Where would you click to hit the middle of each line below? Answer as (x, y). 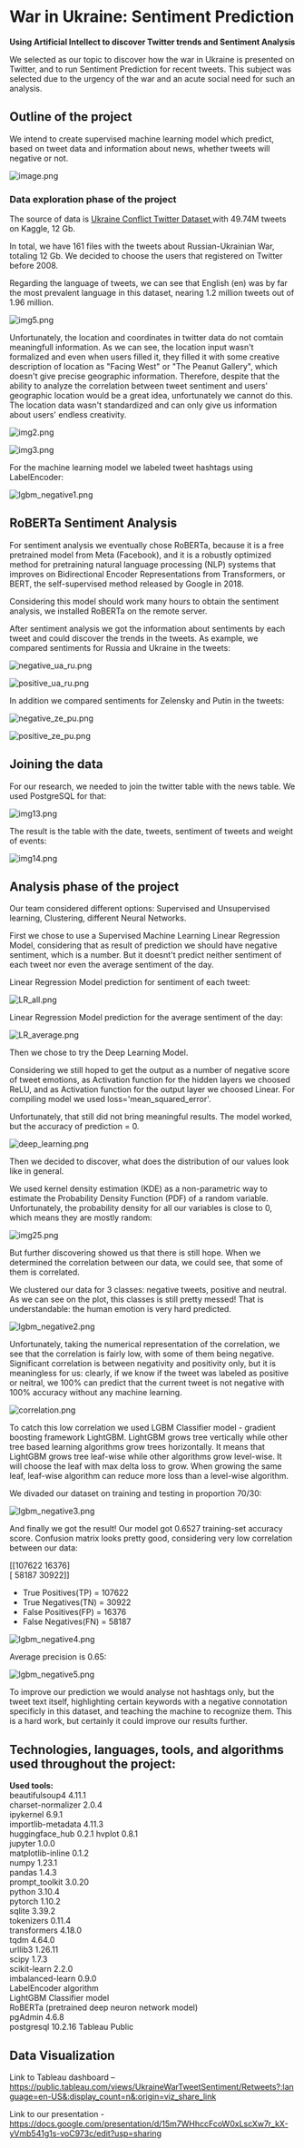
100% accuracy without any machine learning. (96, 1393)
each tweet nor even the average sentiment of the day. (112, 965)
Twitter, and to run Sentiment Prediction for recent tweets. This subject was (151, 69)
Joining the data (56, 764)
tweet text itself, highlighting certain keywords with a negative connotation (148, 1702)
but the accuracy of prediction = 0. (74, 1127)
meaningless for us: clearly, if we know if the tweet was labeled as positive (149, 1374)
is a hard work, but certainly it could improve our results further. (128, 1721)
